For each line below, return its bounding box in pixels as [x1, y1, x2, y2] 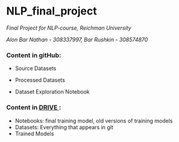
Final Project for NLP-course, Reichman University [6, 24, 131, 31]
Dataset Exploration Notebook [14, 88, 90, 95]
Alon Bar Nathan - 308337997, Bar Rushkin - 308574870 [6, 36, 148, 43]
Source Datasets [14, 65, 57, 72]
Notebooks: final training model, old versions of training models [14, 117, 173, 124]
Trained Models [14, 130, 54, 137]
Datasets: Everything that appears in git [14, 123, 113, 131]
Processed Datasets [14, 77, 65, 84]
